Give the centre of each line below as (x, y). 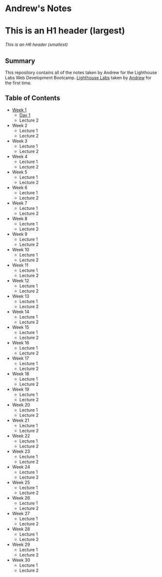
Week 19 (21, 389)
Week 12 (21, 280)
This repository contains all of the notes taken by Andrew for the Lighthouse (81, 73)
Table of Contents (33, 98)
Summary (20, 61)
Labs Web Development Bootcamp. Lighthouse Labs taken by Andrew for (78, 78)
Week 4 (20, 156)
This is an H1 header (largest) (65, 31)
